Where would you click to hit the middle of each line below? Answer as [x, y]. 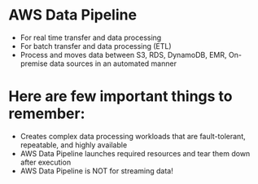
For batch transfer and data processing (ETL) [96, 46]
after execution [46, 162]
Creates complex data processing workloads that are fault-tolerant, [133, 136]
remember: [47, 114]
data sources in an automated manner [113, 64]
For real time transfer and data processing [91, 37]
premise [34, 64]
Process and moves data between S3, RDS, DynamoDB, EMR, [123, 55]
